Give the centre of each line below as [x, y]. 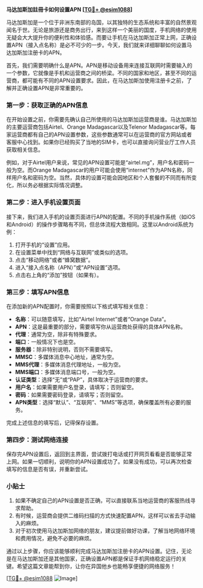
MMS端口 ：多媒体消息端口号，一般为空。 [67, 372]
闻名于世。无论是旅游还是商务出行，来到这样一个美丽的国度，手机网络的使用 [101, 30]
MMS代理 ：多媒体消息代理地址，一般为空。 [69, 364]
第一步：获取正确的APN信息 [47, 105]
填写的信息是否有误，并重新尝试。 [49, 469]
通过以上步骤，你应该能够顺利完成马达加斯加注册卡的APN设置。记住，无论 [99, 551]
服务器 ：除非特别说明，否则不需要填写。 [65, 349]
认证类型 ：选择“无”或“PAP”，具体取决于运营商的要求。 [83, 380]
